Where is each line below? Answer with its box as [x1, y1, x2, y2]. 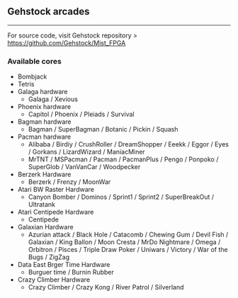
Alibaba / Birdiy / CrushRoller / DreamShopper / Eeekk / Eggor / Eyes [28, 140, 229, 149]
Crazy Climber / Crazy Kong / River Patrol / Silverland [28, 283, 184, 292]
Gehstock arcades [7, 6, 90, 18]
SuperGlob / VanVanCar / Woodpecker [28, 163, 141, 171]
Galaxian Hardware [17, 223, 74, 231]
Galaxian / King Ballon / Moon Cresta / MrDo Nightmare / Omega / [28, 238, 221, 246]
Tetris [17, 80, 35, 88]
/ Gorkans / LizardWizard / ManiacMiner [28, 148, 145, 156]
